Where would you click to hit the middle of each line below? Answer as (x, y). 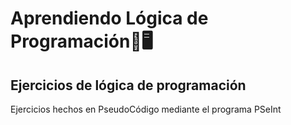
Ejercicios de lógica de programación (128, 85)
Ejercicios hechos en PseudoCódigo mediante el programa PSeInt (146, 109)
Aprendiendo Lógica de (109, 18)
